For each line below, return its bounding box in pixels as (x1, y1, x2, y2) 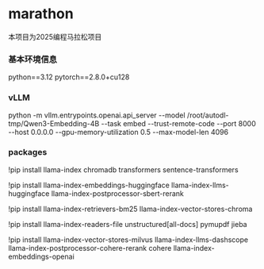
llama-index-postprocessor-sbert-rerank (51, 188, 185, 198)
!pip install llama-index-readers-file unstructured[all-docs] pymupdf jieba (8, 219, 247, 229)
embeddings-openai (8, 252, 75, 261)
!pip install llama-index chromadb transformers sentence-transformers (8, 164, 239, 175)
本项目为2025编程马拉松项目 (8, 32, 102, 41)
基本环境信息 (8, 53, 58, 64)
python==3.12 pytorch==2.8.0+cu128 (8, 72, 130, 82)
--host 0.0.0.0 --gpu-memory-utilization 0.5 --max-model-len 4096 (8, 127, 228, 136)
